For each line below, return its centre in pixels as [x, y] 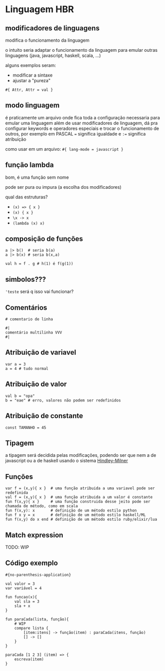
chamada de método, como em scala [42, 506]
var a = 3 [16, 364]
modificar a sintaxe [33, 75]
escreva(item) [29, 659]
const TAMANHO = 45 [26, 427]
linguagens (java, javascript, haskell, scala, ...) [53, 55]
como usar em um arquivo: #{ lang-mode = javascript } [64, 149]
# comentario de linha [29, 319]
